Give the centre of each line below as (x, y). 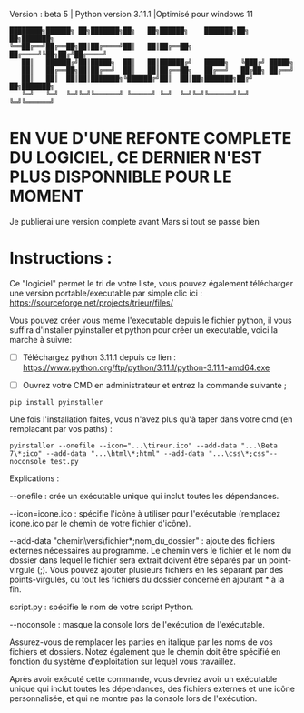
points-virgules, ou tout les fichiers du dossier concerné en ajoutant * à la (147, 579)
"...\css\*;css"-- (243, 454)
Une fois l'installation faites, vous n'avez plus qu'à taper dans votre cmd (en (151, 419)
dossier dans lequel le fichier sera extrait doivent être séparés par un (138, 560)
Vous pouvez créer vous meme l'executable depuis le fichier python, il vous (151, 320)
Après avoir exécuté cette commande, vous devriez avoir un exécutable (143, 679)
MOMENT (47, 196)
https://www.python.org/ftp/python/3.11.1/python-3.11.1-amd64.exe (146, 367)
